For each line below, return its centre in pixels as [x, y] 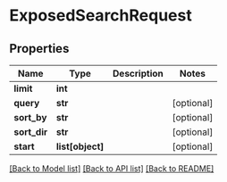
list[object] [80, 146]
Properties [39, 49]
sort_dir [31, 132]
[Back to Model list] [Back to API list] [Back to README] [112, 169]
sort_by [30, 117]
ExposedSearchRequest [101, 16]
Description [138, 74]
